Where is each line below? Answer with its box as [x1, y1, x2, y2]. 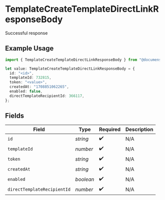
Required [99, 126, 121, 133]
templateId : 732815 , [9, 75, 52, 80]
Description [125, 126, 154, 133]
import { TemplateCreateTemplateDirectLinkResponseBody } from [5, 57, 137, 62]
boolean [75, 175, 94, 182]
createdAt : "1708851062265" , [9, 84, 69, 89]
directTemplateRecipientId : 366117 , [9, 93, 84, 99]
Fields [5, 112, 25, 120]
